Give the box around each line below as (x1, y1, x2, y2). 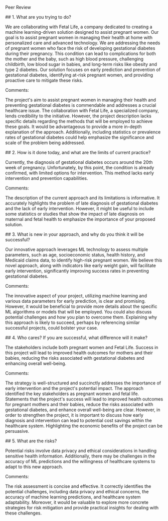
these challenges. (5, 510, 42, 516)
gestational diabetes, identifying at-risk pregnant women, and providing (5, 72, 153, 78)
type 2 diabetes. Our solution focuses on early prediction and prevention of (5, 67, 161, 73)
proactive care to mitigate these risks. (5, 78, 83, 83)
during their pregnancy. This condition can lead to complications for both (5, 50, 156, 56)
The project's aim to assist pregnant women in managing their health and (5, 97, 156, 103)
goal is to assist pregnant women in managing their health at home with (5, 35, 153, 40)
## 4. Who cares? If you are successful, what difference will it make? (5, 335, 148, 341)
